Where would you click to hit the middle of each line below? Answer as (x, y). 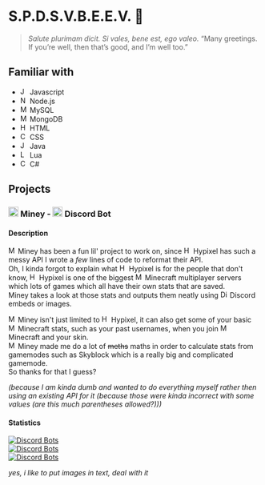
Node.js (42, 101)
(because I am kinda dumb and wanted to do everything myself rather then (132, 387)
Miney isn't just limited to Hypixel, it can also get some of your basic (135, 320)
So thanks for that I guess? (52, 372)
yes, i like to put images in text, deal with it (78, 473)
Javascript (47, 92)
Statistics (25, 423)
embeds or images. (40, 304)
